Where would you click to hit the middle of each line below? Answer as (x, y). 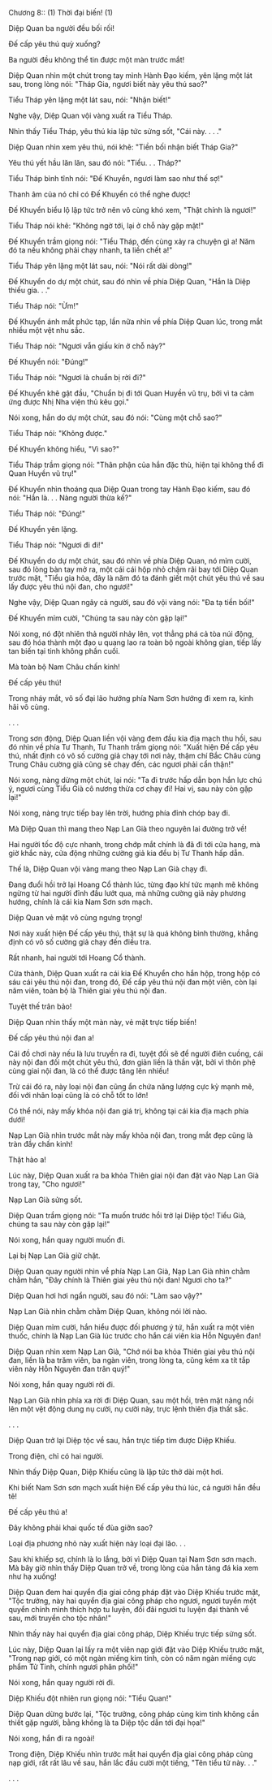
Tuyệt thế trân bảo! (40, 1006)
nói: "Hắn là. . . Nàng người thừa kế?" (70, 498)
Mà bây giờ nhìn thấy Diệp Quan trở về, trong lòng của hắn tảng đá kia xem (134, 1568)
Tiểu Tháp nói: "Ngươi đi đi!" (56, 545)
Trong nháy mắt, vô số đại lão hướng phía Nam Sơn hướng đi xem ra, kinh (131, 698)
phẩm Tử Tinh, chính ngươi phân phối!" (73, 1667)
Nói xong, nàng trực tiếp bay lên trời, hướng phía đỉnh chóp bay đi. (119, 813)
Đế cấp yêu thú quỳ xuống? (54, 44)
